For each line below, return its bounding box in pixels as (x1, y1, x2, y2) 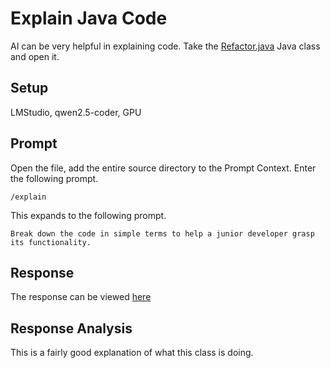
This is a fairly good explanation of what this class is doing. (10, 347, 254, 359)
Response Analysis (10, 320, 133, 337)
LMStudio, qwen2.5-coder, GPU (10, 106, 142, 118)
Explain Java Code (10, 7, 168, 30)
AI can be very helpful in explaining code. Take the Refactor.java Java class (10, 40, 321, 52)
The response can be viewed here (10, 291, 152, 303)
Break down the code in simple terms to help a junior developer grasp (10, 228, 315, 239)
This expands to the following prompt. (10, 209, 167, 221)
